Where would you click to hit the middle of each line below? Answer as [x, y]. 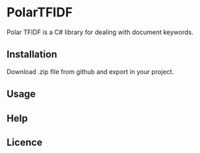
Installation [32, 54]
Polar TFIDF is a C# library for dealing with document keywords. [100, 32]
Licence [25, 142]
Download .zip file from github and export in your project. [90, 71]
